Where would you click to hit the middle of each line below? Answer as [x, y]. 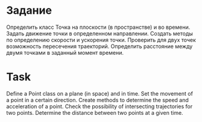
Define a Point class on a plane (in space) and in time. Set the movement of [99, 93]
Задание [29, 11]
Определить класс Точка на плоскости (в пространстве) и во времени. [98, 27]
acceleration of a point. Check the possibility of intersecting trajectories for [99, 106]
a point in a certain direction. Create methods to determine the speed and [97, 100]
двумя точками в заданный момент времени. [65, 52]
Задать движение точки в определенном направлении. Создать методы [99, 33]
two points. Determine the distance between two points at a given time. [95, 112]
